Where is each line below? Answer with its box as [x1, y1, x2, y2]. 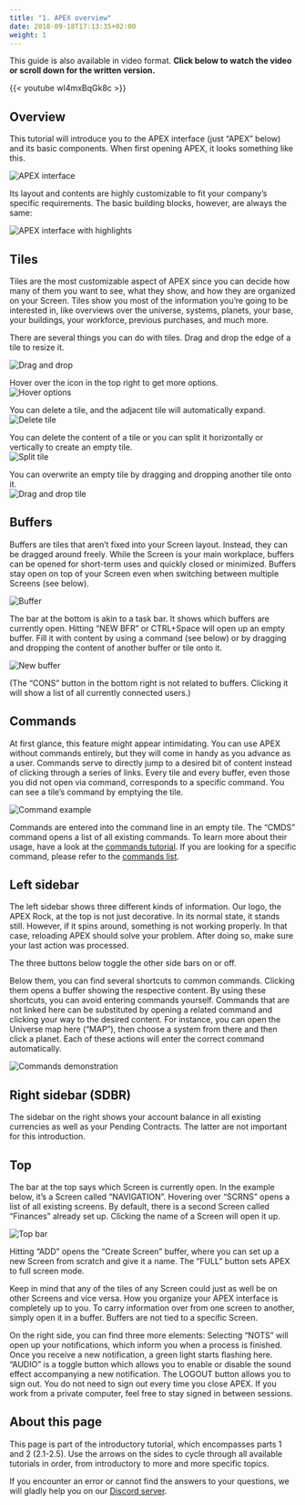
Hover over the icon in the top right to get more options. [9, 378, 219, 388]
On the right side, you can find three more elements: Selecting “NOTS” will [9, 1330, 289, 1341]
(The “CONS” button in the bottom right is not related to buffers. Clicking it [9, 677, 289, 689]
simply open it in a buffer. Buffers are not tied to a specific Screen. [9, 1313, 258, 1323]
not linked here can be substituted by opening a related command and [9, 1004, 273, 1015]
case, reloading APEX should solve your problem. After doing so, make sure [9, 930, 294, 941]
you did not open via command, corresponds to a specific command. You [9, 776, 285, 787]
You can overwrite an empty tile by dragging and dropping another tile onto [9, 469, 292, 480]
